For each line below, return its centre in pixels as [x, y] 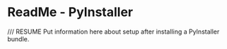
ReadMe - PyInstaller [70, 12]
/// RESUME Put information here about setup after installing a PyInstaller [113, 31]
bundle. [18, 38]
